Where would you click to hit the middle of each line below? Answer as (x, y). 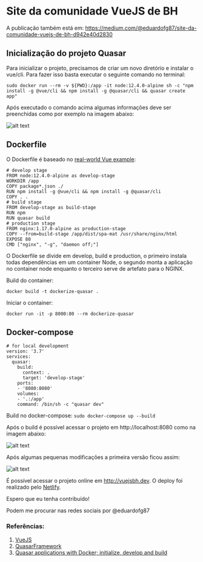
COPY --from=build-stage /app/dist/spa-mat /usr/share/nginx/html (92, 234)
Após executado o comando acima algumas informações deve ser (89, 107)
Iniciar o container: (30, 302)
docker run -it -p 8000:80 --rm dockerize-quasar (70, 314)
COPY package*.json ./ (35, 186)
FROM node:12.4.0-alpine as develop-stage (61, 176)
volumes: (28, 394)
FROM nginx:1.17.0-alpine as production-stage (66, 228)
